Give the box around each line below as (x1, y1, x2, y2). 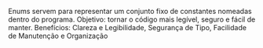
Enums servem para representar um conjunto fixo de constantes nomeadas (8, 7, 253, 15)
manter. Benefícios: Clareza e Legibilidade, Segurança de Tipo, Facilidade (8, 23, 247, 32)
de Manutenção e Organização (8, 31, 108, 40)
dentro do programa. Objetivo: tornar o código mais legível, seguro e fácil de (8, 15, 256, 24)
